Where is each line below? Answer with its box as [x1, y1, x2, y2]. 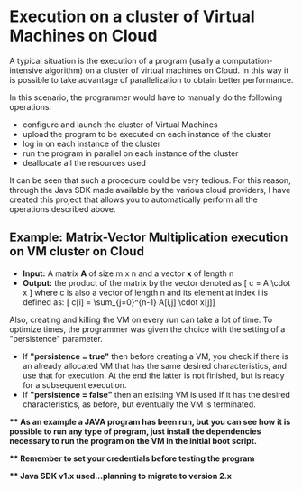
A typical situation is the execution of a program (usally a [9, 55, 221, 66]
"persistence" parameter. [9, 333, 104, 344]
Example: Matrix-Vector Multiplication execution [9, 230, 288, 245]
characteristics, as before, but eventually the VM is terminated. [22, 399, 257, 410]
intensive [9, 65, 43, 76]
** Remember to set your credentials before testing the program [9, 453, 255, 464]
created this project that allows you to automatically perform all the [9, 194, 259, 205]
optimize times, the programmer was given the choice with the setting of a [9, 323, 286, 335]
